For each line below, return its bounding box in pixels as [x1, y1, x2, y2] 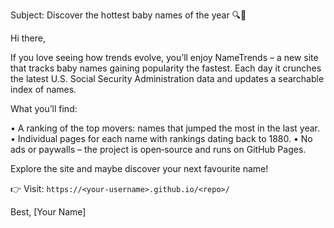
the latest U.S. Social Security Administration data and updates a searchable [10, 73, 325, 84]
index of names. [10, 84, 77, 95]
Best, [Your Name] [10, 206, 87, 218]
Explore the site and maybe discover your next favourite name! [10, 163, 269, 174]
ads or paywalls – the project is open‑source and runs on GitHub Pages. [10, 144, 307, 155]
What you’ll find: [10, 103, 78, 114]
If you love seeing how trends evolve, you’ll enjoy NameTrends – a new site [10, 52, 319, 63]
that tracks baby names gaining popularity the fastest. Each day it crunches [10, 62, 322, 74]
